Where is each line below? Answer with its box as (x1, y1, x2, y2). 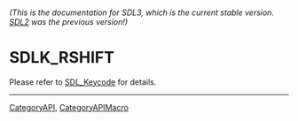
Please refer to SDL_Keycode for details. (9, 76, 157, 87)
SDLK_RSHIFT (9, 47, 115, 67)
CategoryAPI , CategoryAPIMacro (9, 102, 129, 112)
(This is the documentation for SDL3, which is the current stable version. (9, 7, 275, 18)
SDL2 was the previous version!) (9, 16, 129, 26)
